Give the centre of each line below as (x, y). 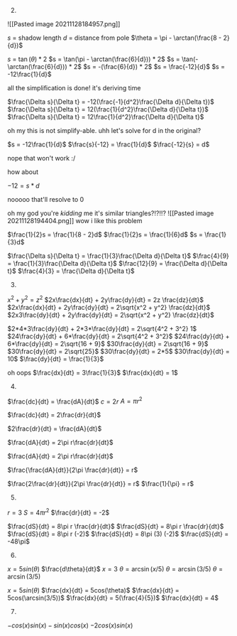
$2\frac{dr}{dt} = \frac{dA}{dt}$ (55, 429)
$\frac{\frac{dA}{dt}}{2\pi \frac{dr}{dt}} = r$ (73, 470)
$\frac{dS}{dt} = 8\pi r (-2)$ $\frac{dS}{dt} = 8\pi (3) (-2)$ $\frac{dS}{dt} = (118, 534)
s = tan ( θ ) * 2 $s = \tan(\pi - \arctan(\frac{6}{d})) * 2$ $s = (94, 59)
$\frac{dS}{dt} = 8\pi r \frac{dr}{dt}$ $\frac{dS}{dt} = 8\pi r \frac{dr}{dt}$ (116, 526)
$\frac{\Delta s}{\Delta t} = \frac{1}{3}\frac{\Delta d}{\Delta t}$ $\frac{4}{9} (118, 256)
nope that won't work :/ (42, 158)
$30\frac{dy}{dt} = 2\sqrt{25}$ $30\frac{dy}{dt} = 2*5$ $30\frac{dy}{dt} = (118, 351)
